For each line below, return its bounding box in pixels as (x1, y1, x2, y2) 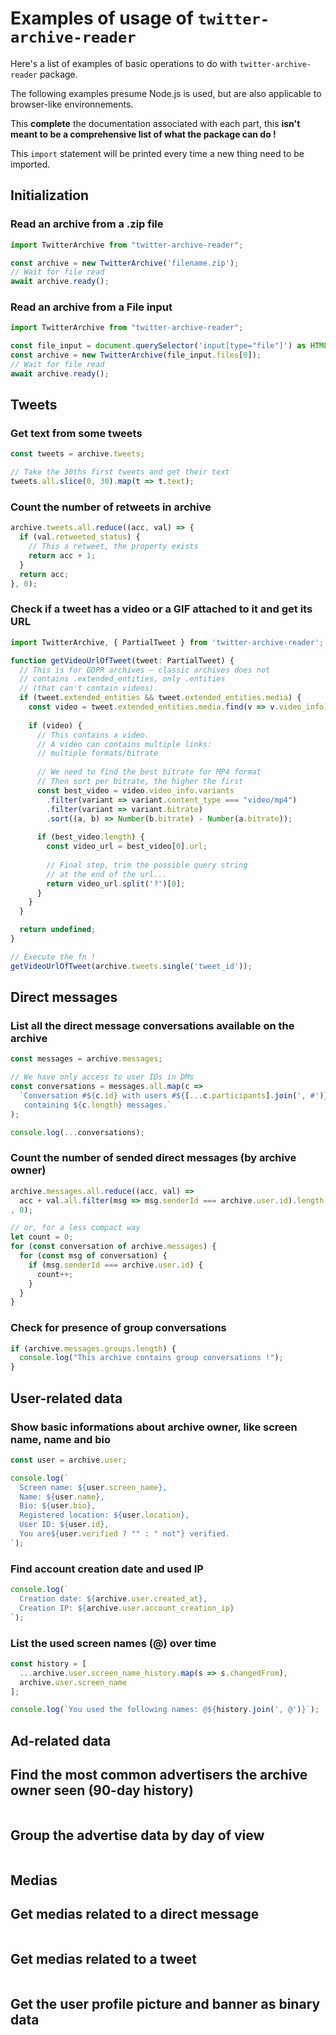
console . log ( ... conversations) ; (10, 1127, 145, 1137)
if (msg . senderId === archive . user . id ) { (28, 1260, 203, 1270)
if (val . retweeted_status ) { (19, 532, 141, 542)
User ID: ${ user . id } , (19, 1520, 110, 1530)
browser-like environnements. (10, 98, 134, 110)
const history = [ (10, 1658, 87, 1669)
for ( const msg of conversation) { (19, 1251, 168, 1261)
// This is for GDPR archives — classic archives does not (19, 665, 271, 675)
